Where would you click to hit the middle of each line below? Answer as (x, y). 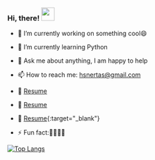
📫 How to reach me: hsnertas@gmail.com (79, 75)
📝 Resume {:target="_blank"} (58, 118)
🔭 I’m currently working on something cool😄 (82, 33)
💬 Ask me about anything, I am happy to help (82, 61)
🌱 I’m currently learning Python (62, 47)
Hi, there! (24, 18)
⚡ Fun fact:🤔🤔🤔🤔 (41, 133)
